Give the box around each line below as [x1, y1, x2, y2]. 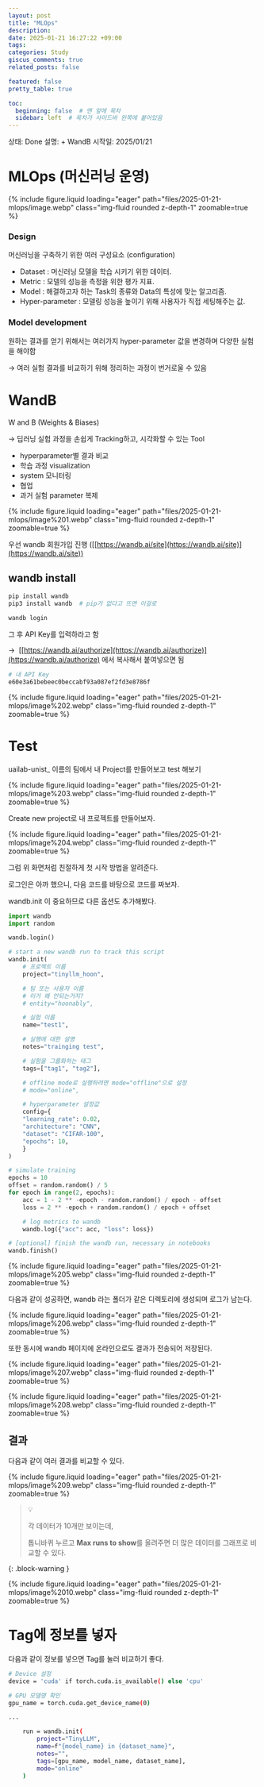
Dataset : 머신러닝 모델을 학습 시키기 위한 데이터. [19, 267, 172, 276]
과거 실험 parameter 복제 [19, 490, 98, 500]
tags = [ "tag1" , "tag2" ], [22, 1065, 101, 1073]
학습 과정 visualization [19, 460, 90, 470]
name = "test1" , [22, 1021, 69, 1029]
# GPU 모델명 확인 [8, 1692, 61, 1700]
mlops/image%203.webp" [8, 788, 94, 798]
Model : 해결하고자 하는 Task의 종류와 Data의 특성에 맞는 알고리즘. [19, 287, 228, 296]
